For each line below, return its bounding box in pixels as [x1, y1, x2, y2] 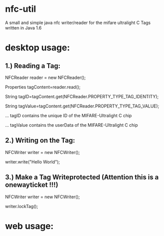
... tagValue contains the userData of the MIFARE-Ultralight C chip [5, 122, 138, 128]
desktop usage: [5, 42, 70, 53]
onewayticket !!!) [5, 181, 58, 189]
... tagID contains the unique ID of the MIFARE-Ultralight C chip [5, 112, 132, 118]
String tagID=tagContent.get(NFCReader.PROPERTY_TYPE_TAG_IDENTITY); [5, 93, 159, 99]
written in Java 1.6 [5, 25, 42, 30]
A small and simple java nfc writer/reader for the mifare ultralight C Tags [5, 20, 151, 26]
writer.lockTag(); [5, 203, 38, 209]
